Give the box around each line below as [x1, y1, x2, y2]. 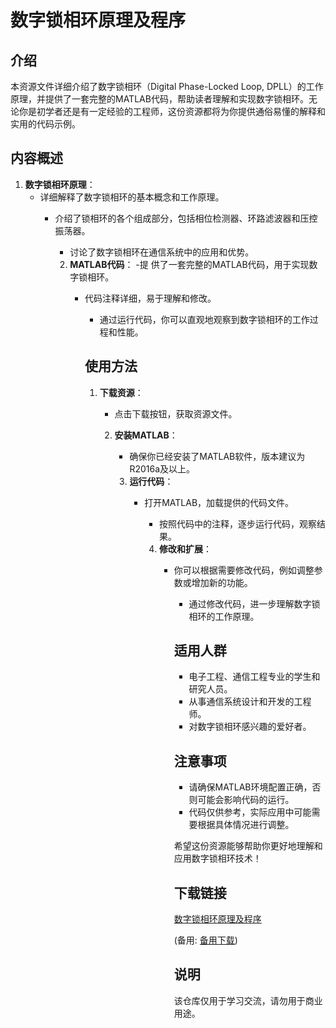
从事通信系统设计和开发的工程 [188, 696, 312, 708]
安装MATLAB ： [114, 429, 178, 441]
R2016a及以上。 [129, 462, 195, 475]
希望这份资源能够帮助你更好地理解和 [173, 840, 323, 852]
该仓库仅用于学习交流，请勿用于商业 [173, 994, 323, 1006]
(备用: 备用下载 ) [173, 934, 238, 946]
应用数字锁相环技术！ [173, 852, 262, 865]
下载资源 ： [99, 386, 144, 398]
